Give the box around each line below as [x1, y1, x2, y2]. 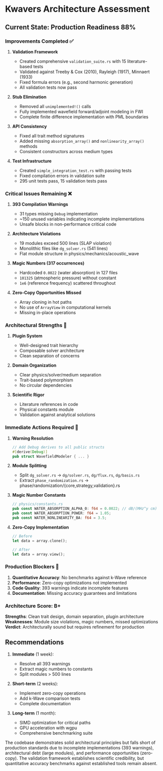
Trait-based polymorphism [19, 377, 73, 383]
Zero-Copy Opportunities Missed [12, 290, 82, 295]
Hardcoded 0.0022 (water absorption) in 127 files [19, 270, 118, 276]
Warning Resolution [12, 435, 54, 441]
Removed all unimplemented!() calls [19, 103, 92, 109]
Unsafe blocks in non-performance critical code [19, 221, 116, 227]
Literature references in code [19, 401, 78, 407]
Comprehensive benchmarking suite [19, 730, 93, 736]
